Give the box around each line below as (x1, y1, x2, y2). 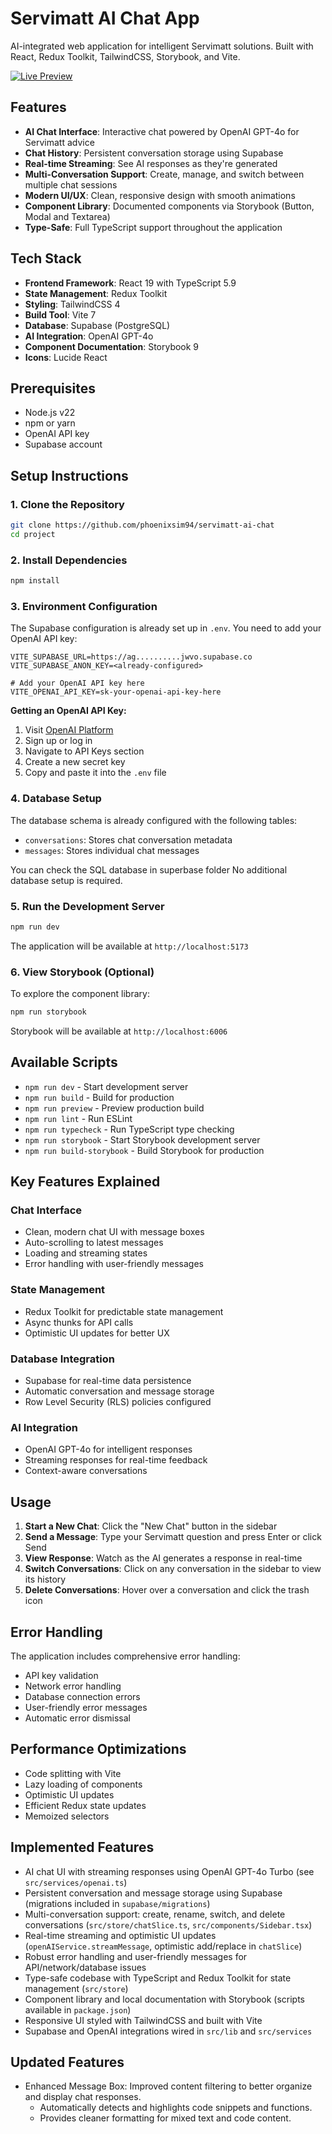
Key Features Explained (10, 1173, 161, 1191)
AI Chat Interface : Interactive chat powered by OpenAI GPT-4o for (24, 125, 300, 137)
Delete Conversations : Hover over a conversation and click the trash (24, 1584, 310, 1596)
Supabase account (24, 438, 103, 451)
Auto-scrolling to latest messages (24, 1237, 164, 1249)
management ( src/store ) (24, 1982, 129, 1994)
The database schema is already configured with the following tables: (10, 814, 298, 826)
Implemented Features (10, 1839, 155, 1856)
